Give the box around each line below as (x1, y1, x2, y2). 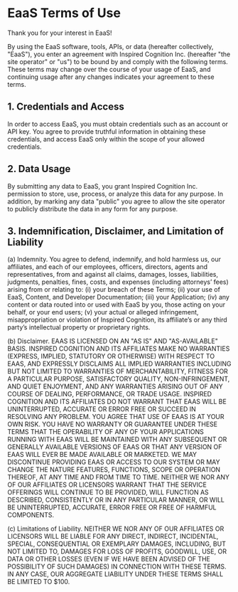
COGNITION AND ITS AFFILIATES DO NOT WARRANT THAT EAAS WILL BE (7, 397, 227, 406)
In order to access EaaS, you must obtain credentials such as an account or (7, 120, 229, 128)
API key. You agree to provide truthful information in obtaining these (7, 127, 206, 136)
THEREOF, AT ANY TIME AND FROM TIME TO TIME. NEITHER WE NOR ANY (7, 473, 229, 482)
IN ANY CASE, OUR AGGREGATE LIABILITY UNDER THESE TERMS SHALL (7, 570, 224, 578)
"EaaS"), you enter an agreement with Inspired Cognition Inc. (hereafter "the (7, 50, 231, 58)
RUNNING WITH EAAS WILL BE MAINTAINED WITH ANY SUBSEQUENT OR (7, 435, 227, 444)
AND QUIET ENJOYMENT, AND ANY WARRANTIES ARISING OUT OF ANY (7, 382, 224, 391)
